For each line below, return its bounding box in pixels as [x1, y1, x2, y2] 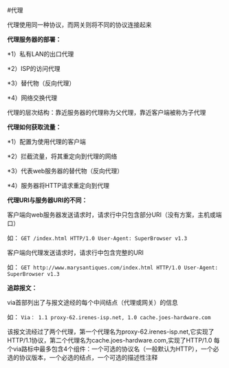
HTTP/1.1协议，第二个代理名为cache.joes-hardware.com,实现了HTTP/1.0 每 [7, 336, 220, 344]
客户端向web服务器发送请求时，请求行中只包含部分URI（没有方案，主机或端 [7, 210, 222, 219]
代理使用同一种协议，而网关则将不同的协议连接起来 [7, 21, 152, 29]
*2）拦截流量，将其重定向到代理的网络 [7, 152, 118, 160]
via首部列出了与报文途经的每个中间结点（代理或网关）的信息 [7, 299, 179, 306]
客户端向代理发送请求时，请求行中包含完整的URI [7, 248, 144, 257]
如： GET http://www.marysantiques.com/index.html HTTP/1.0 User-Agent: [7, 263, 219, 271]
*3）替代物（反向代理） [7, 79, 76, 87]
